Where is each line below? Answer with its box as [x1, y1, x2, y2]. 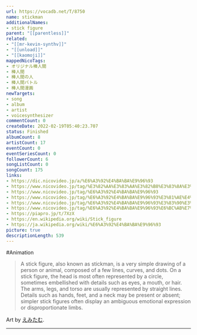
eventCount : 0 [6, 145, 41, 151]
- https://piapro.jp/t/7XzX [6, 211, 75, 217]
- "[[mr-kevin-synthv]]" [6, 42, 67, 48]
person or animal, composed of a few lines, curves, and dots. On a [20, 266, 182, 273]
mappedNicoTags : [6, 58, 46, 63]
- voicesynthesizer [6, 112, 54, 118]
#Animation [6, 249, 34, 256]
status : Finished [6, 129, 49, 135]
